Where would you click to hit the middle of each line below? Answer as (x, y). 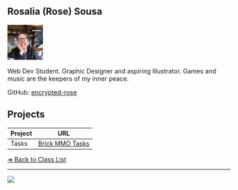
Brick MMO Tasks (64, 143)
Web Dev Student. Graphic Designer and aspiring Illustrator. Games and (112, 71)
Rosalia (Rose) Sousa (55, 12)
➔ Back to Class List (37, 159)
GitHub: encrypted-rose (42, 92)
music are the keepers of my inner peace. (68, 78)
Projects (26, 115)
